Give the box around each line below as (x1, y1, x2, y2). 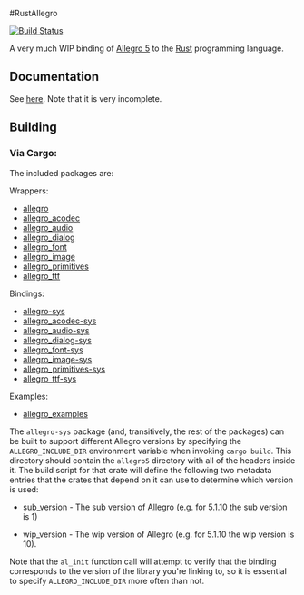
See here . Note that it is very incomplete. (9, 93, 162, 104)
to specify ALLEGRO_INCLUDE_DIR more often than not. (9, 575, 205, 586)
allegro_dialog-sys (22, 334, 93, 345)
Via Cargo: (9, 147, 57, 160)
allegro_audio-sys (22, 324, 90, 335)
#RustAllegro (9, 8, 58, 18)
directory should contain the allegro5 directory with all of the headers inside (9, 454, 296, 466)
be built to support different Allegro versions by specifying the (9, 435, 242, 446)
